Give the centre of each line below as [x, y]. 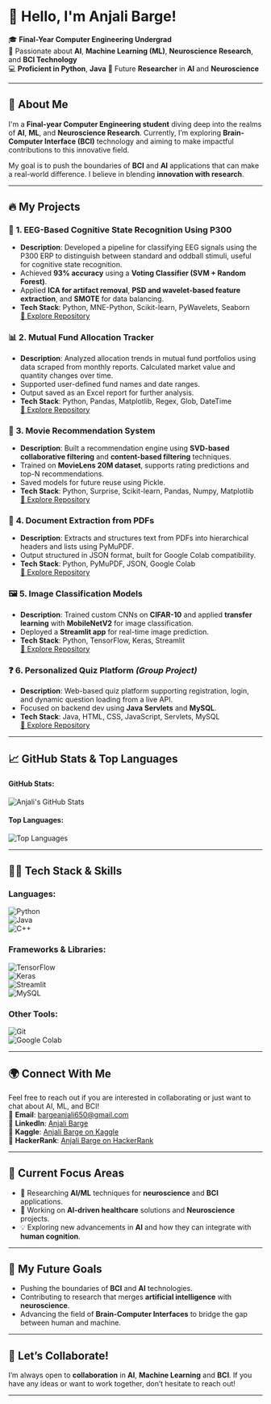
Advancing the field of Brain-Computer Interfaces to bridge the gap [134, 1314]
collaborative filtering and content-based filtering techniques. [125, 457]
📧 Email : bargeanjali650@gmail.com [69, 1114]
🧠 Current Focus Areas [67, 1173]
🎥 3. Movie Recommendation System [82, 430]
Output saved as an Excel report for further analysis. [107, 392]
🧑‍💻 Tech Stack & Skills [65, 871]
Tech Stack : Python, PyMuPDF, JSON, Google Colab [108, 564]
